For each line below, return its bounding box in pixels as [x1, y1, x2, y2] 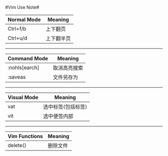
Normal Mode [7, 16, 41, 23]
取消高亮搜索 [52, 65, 83, 71]
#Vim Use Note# [5, 5, 39, 10]
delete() [7, 142, 26, 148]
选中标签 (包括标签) [43, 103, 87, 110]
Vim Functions [7, 133, 43, 139]
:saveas [7, 74, 26, 80]
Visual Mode [7, 94, 38, 101]
